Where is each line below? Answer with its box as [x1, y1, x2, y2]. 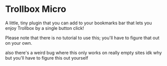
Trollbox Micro [5, 3, 66, 15]
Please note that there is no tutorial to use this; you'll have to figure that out [5, 35, 160, 41]
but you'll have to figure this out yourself [5, 55, 88, 61]
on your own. [5, 40, 32, 46]
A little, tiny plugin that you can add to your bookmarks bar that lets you [5, 20, 152, 26]
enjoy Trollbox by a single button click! [5, 25, 84, 31]
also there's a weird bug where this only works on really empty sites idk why [5, 50, 162, 56]
